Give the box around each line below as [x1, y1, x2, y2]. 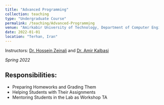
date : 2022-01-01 [5, 30, 41, 35]
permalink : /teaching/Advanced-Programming [5, 20, 95, 26]
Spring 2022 [5, 57, 30, 63]
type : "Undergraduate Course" [5, 16, 67, 21]
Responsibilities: [5, 71, 57, 79]
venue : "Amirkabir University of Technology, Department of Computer [5, 25, 150, 30]
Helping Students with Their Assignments [12, 89, 96, 95]
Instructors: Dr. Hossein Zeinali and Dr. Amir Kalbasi [5, 47, 109, 53]
